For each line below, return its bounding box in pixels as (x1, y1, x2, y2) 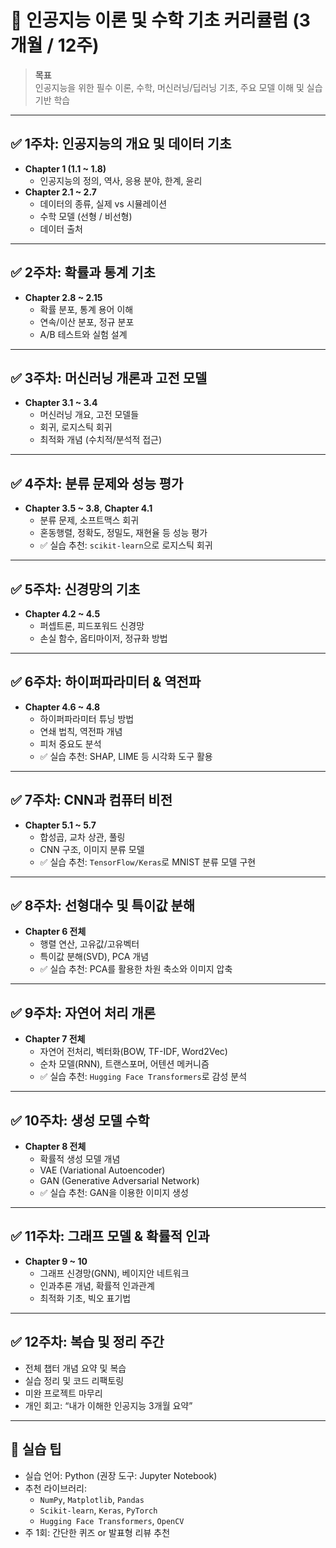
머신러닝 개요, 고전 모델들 (39, 409, 140, 421)
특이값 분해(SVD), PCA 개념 (39, 951, 150, 963)
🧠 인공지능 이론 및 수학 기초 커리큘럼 (10, 9, 289, 32)
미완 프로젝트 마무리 (24, 1387, 103, 1399)
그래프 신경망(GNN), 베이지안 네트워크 (39, 1267, 190, 1279)
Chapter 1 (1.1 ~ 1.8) (24, 162, 107, 175)
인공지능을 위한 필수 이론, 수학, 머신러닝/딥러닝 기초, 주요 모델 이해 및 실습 (34, 81, 323, 93)
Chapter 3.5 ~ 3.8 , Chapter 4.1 (24, 502, 153, 515)
